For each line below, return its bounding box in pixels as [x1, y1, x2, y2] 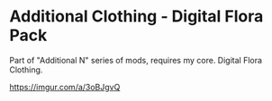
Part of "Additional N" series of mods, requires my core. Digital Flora [9, 55, 263, 65]
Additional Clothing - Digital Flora [9, 6, 264, 27]
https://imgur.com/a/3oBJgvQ [9, 81, 121, 92]
